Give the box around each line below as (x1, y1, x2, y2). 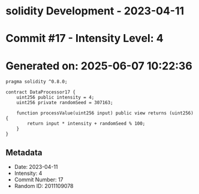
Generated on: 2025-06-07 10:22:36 (5, 59, 192, 72)
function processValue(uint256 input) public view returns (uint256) (16, 110, 194, 116)
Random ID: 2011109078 (14, 183, 74, 190)
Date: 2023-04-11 (14, 163, 58, 171)
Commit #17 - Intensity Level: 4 (5, 32, 164, 46)
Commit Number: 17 (14, 176, 64, 183)
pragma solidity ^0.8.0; (5, 79, 68, 85)
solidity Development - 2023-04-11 (5, 4, 185, 18)
